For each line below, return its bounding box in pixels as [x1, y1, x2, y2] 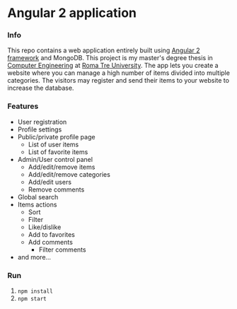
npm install [17, 288, 53, 295]
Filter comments [38, 245, 86, 254]
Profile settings [17, 125, 62, 134]
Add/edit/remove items [28, 163, 96, 171]
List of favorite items [28, 147, 88, 156]
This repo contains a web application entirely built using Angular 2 [7, 46, 200, 54]
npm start [17, 296, 47, 303]
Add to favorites [28, 230, 76, 238]
